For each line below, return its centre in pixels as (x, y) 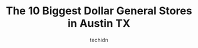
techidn (99, 40)
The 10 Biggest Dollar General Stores (99, 11)
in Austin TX (99, 23)
